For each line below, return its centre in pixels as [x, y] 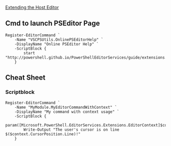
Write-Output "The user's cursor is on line [72, 130]
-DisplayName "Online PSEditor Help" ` [57, 44]
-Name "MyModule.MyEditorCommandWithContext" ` [66, 107]
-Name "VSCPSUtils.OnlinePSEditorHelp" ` [59, 40]
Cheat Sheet [25, 78]
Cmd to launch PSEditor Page [53, 23]
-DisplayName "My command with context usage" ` [67, 112]
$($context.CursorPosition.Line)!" [43, 134]
